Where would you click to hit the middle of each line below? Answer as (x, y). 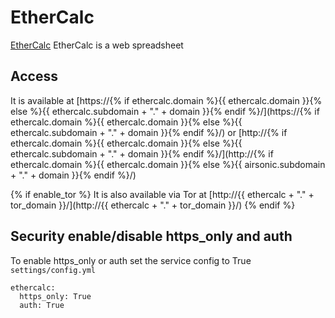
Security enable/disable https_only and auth (151, 236)
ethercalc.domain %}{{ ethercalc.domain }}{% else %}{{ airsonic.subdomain (168, 164)
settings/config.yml (53, 270)
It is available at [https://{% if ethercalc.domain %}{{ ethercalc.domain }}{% (166, 100)
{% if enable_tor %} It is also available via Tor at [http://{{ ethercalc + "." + (162, 194)
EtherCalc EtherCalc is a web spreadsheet (97, 45)
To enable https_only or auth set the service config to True (131, 260)
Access (34, 76)
